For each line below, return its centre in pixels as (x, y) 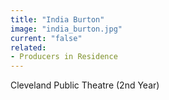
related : (28, 47)
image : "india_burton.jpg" (66, 29)
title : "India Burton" (57, 19)
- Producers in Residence (64, 57)
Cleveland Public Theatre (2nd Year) (85, 85)
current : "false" (46, 38)
